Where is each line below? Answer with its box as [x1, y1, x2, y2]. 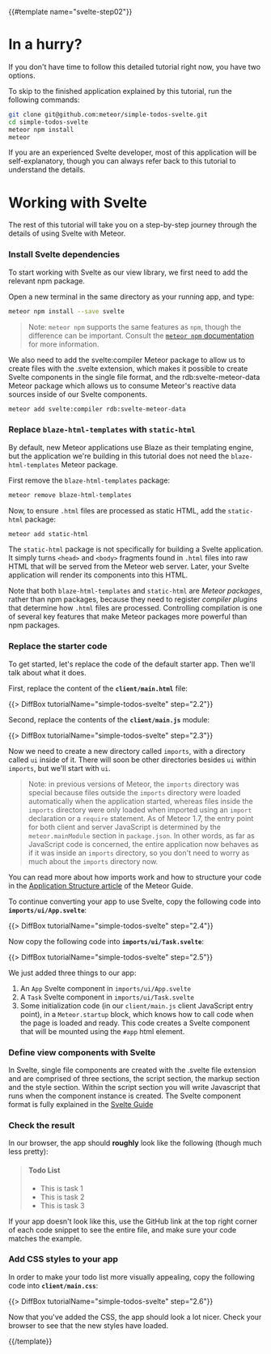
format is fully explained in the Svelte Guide [8, 1100, 154, 1109]
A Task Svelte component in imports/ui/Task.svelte [19, 992, 194, 1002]
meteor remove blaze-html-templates [8, 491, 132, 499]
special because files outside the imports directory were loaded [28, 787, 241, 797]
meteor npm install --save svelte [8, 307, 125, 315]
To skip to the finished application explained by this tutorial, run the [8, 86, 232, 96]
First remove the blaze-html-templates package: [8, 475, 171, 485]
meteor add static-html [8, 530, 89, 538]
